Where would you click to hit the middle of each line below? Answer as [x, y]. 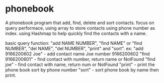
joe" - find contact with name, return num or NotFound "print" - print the [80, 64]
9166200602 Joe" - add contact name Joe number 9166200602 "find [77, 54]
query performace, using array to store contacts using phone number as [80, 28]
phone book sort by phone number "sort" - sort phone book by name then [82, 70]
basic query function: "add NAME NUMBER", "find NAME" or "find [74, 43]
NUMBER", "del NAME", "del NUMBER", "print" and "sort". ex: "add [74, 48]
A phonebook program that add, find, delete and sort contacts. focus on [80, 23]
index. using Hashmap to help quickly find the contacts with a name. [76, 33]
